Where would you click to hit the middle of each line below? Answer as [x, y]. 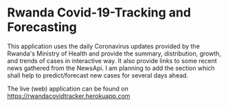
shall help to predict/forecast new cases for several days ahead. [98, 75]
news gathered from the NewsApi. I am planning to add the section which [111, 68]
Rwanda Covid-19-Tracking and [99, 13]
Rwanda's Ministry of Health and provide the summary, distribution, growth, [114, 53]
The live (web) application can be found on [68, 88]
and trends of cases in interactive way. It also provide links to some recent [112, 60]
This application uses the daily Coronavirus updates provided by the [104, 46]
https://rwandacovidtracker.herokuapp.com [69, 96]
